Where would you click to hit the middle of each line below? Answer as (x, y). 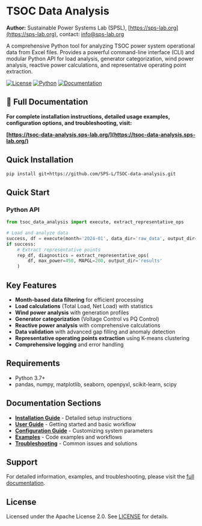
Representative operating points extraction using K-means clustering (102, 338)
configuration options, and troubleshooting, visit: (69, 123)
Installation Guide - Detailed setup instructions (73, 418)
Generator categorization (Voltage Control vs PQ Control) (87, 319)
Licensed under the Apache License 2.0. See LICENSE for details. (87, 516)
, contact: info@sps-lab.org (90, 34)
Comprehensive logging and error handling (69, 344)
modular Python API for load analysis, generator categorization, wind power (100, 58)
